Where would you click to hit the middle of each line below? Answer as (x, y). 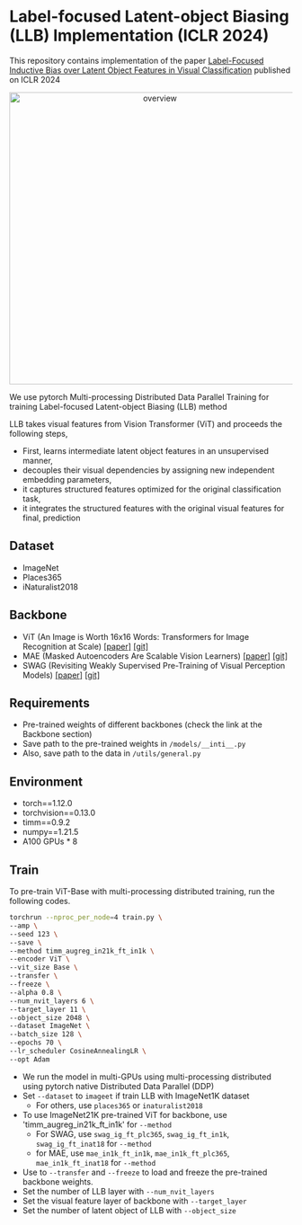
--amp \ (24, 926)
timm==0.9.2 (46, 822)
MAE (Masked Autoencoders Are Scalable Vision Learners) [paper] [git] (155, 656)
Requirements (49, 703)
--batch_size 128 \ (46, 1034)
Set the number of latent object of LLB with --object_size (129, 1210)
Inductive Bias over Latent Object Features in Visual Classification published (150, 70)
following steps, (39, 433)
